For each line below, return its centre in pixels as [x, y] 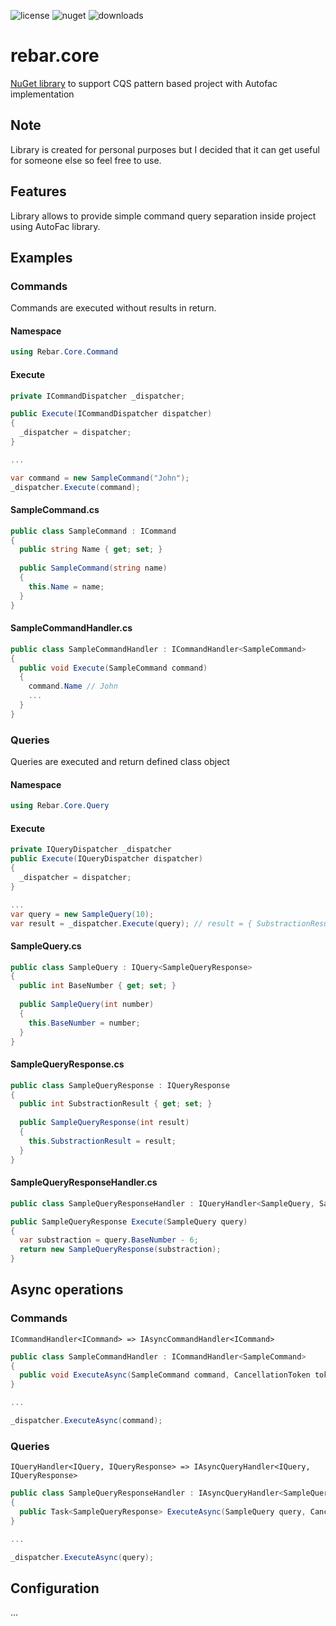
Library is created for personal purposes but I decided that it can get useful [165, 149]
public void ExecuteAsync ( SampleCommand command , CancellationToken [165, 1375]
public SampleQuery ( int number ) [87, 1005]
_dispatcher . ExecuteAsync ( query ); [82, 1557]
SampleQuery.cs [46, 946]
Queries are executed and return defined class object [120, 762]
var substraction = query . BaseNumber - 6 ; [109, 1240]
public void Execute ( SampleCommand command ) [113, 668]
